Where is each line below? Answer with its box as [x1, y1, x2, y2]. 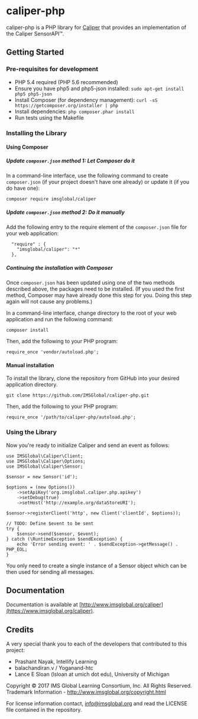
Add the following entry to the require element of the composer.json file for [6, 223, 187, 231]
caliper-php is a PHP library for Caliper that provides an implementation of [6, 24, 187, 31]
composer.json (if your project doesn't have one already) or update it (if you [6, 178, 190, 186]
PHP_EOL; [6, 547, 28, 552]
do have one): [6, 185, 40, 192]
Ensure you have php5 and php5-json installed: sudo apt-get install [14, 85, 184, 92]
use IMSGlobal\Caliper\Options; [6, 458, 86, 464]
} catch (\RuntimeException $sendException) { [6, 536, 123, 542]
